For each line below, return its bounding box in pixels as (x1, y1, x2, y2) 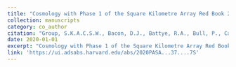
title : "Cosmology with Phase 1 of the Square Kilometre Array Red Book (7, 10, 225, 17)
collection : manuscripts (7, 17, 80, 24)
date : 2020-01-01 (7, 36, 58, 43)
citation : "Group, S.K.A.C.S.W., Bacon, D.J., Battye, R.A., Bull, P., (7, 29, 221, 37)
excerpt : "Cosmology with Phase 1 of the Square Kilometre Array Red (7, 43, 216, 50)
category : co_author (7, 23, 68, 30)
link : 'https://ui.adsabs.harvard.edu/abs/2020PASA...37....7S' (7, 50, 199, 57)
